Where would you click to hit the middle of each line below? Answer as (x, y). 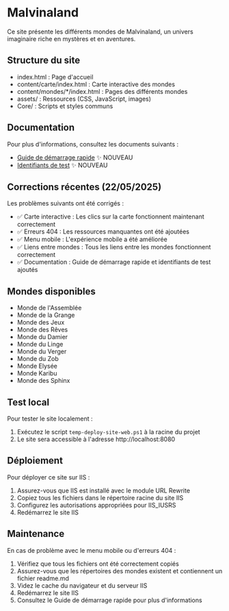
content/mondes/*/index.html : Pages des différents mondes (102, 91)
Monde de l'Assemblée (49, 308)
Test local (28, 402)
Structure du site (44, 61)
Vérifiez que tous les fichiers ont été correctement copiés (98, 564)
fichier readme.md (43, 578)
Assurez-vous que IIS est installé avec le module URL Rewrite (103, 490)
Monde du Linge (40, 345)
